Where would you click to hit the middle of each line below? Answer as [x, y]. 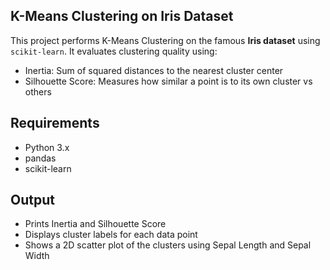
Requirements [55, 123]
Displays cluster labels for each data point [111, 235]
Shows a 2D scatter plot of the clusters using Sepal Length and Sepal [168, 245]
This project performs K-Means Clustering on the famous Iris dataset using [165, 40]
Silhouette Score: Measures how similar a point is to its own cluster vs [168, 81]
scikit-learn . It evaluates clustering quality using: [114, 51]
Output [32, 200]
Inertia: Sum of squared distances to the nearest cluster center [154, 70]
